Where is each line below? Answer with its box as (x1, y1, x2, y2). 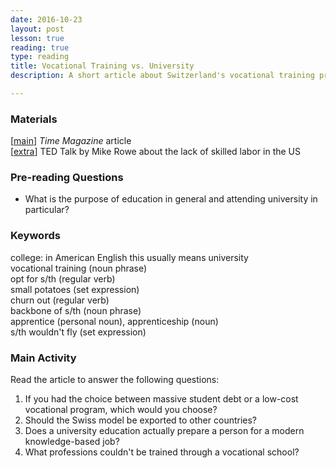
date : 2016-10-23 (10, 14, 83, 25)
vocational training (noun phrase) (10, 262, 148, 274)
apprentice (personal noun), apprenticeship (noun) (10, 315, 219, 327)
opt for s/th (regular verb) (10, 272, 116, 285)
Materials (10, 112, 58, 126)
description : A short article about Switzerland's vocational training (10, 71, 315, 81)
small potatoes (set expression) (10, 283, 140, 295)
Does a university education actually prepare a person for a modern (24, 425, 305, 437)
